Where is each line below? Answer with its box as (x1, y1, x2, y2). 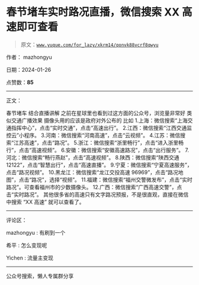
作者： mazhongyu (6, 53, 52, 60)
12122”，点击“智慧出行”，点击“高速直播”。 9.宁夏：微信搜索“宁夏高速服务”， (6, 161, 192, 168)
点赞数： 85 (6, 78, 34, 86)
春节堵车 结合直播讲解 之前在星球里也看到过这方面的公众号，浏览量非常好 (6, 109, 185, 116)
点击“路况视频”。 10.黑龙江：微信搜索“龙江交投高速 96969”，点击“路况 (6, 168, 179, 175)
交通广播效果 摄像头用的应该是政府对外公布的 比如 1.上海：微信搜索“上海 (11, 117, 188, 124)
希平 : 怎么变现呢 (6, 241, 47, 249)
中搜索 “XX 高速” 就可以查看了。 (6, 198, 85, 205)
